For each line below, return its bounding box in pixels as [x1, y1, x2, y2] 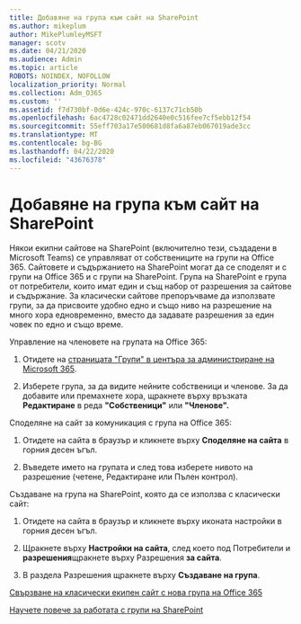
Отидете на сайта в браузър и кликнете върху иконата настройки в [22, 516, 282, 527]
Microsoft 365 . [22, 363, 77, 374]
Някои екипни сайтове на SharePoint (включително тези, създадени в [9, 243, 278, 254]
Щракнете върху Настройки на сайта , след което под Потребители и [22, 543, 290, 554]
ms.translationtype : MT [9, 130, 99, 139]
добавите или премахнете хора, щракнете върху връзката [22, 390, 248, 401]
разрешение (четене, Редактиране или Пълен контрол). [22, 471, 238, 482]
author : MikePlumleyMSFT [9, 30, 102, 39]
